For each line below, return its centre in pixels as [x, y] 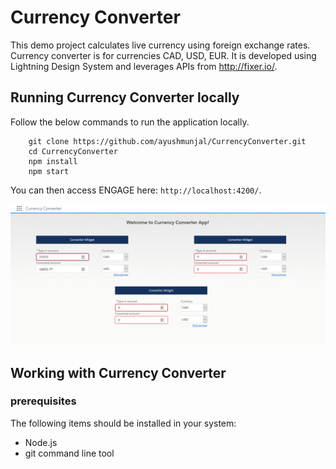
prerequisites [43, 401]
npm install [53, 161]
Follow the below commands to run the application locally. [130, 122]
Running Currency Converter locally [125, 97]
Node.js [41, 442]
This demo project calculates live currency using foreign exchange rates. [160, 45]
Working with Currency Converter [118, 372]
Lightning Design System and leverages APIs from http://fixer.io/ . [144, 66]
